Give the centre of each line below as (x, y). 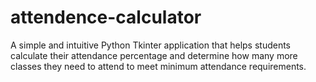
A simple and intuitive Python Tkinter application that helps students (151, 45)
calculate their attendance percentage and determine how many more (154, 55)
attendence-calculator (106, 17)
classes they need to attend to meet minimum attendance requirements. (158, 66)
